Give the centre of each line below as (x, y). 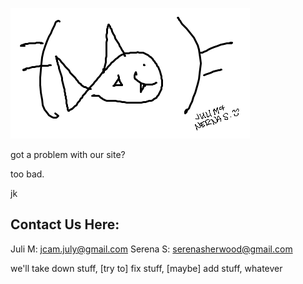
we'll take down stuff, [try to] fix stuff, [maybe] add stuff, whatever (146, 268)
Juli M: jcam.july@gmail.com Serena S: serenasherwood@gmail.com (151, 249)
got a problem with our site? (68, 154)
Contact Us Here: (65, 224)
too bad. (27, 174)
